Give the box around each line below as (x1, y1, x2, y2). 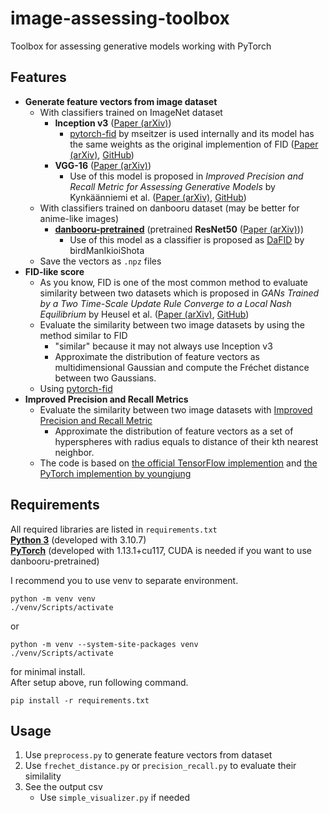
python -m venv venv (10, 593, 97, 604)
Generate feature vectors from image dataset (24, 95, 218, 107)
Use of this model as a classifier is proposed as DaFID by (69, 233, 305, 246)
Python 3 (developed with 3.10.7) (10, 533, 147, 546)
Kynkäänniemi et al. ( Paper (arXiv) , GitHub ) (69, 191, 247, 203)
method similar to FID (39, 329, 128, 341)
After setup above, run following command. (10, 676, 189, 688)
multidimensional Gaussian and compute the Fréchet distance (54, 361, 310, 373)
